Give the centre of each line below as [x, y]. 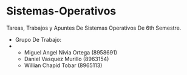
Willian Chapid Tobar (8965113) [63, 65]
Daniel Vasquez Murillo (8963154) [66, 59]
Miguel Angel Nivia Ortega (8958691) [70, 52]
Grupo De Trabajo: [38, 39]
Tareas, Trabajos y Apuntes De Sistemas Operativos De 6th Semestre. [94, 28]
